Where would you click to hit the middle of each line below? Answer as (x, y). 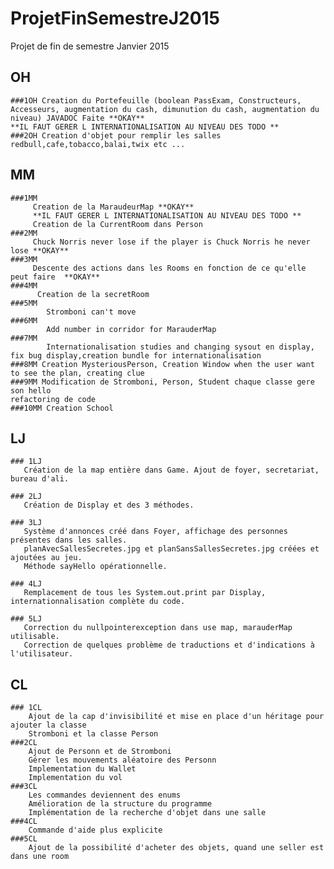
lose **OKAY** (40, 250)
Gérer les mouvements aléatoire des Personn (122, 760)
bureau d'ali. (40, 479)
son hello (31, 390)
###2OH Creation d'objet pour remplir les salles (116, 135)
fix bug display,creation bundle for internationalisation (136, 355)
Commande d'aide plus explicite (95, 830)
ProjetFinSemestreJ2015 (115, 18)
